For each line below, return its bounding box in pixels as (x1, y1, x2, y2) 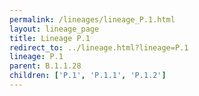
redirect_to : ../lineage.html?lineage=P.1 (9, 42, 189, 53)
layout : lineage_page (9, 24, 100, 34)
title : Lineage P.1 (9, 33, 91, 43)
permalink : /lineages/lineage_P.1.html (9, 14, 176, 25)
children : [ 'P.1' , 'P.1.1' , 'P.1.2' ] (9, 71, 167, 81)
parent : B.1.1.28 (9, 61, 82, 71)
